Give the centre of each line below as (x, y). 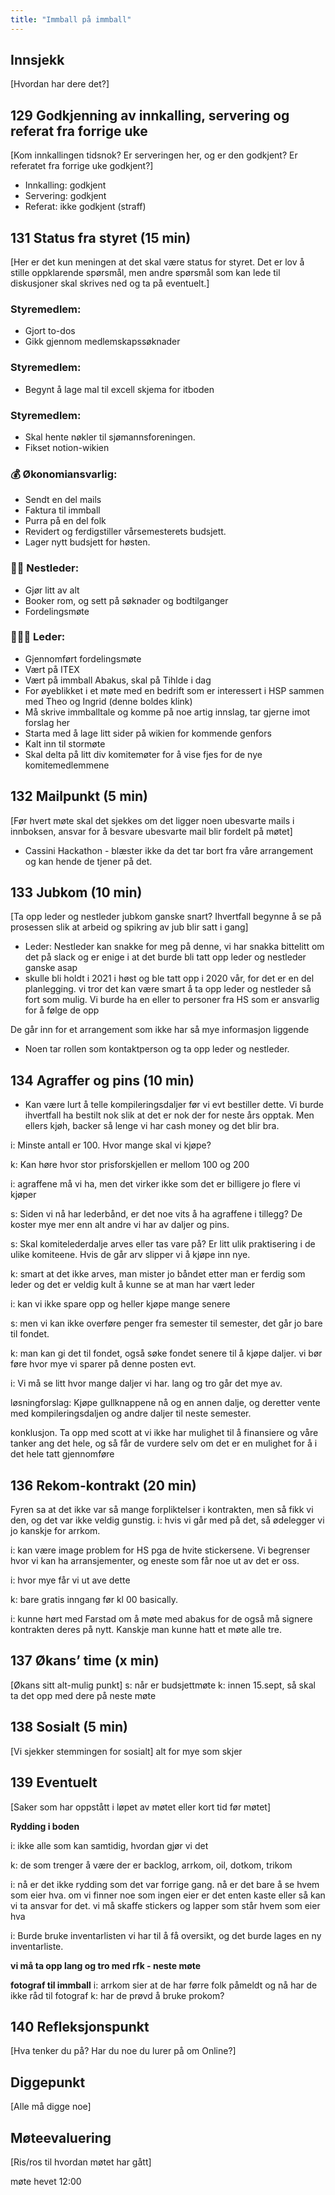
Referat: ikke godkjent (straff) (85, 207)
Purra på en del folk (65, 521)
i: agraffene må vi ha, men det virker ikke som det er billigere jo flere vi (155, 1184)
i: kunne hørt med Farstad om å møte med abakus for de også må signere (161, 1619)
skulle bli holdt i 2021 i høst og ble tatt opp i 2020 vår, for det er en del (169, 978)
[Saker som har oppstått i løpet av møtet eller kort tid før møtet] (141, 1807)
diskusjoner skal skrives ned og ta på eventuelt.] (110, 283)
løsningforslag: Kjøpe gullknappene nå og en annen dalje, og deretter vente (165, 1403)
